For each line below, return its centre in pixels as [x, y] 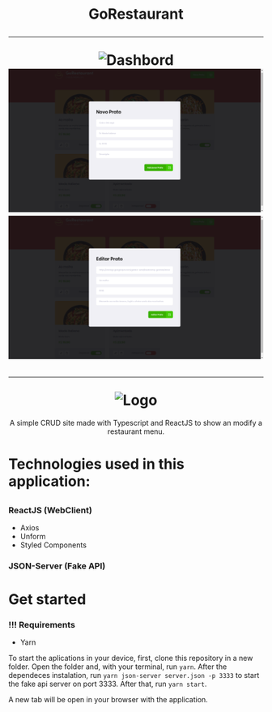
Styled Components [53, 545]
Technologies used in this [96, 464]
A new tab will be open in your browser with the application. [108, 700]
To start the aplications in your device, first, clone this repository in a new [131, 658]
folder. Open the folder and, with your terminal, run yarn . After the [118, 667]
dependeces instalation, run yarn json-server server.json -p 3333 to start [134, 676]
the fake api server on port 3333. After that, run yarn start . [108, 684]
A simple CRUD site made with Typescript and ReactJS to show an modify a [136, 422]
